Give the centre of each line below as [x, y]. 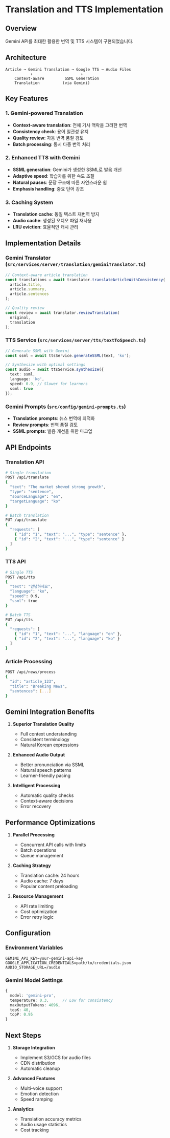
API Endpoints [28, 447]
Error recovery [35, 806]
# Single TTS [19, 572]
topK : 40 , [20, 1010]
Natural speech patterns [46, 770]
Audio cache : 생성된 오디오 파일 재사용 [52, 221]
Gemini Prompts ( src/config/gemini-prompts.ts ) [66, 407]
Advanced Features [34, 1078]
